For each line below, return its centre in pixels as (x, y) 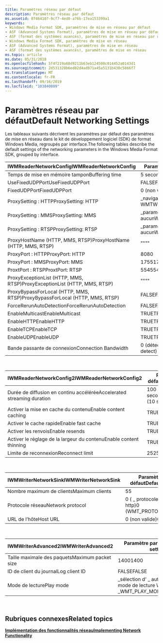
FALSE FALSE (132, 572)
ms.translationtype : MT (29, 73)
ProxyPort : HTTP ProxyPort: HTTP (46, 254)
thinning (17, 445)
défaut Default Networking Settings (77, 121)
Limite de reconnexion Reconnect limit (50, 453)
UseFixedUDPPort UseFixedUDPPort (49, 182)
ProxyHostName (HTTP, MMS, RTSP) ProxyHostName (69, 240)
